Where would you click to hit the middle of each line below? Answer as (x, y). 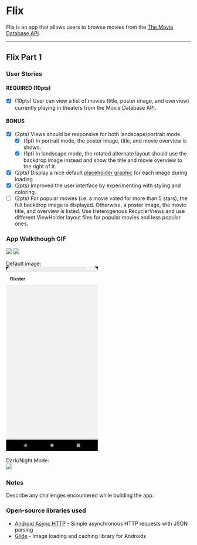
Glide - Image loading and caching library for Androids (80, 536)
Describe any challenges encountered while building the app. (80, 495)
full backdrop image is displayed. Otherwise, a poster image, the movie (100, 205)
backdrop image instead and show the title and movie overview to (103, 160)
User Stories (24, 74)
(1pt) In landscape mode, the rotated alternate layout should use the (105, 153)
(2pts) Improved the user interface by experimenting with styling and (98, 185)
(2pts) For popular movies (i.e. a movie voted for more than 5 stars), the (101, 198)
